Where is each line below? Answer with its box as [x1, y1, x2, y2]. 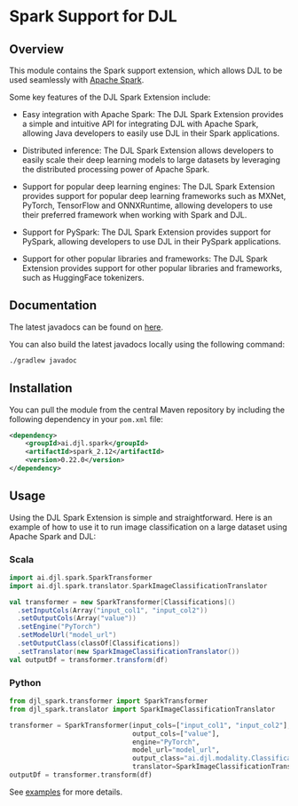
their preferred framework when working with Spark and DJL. [21, 210, 247, 219]
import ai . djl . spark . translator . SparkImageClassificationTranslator [9, 581, 268, 590]
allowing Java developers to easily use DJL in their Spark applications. [21, 128, 280, 139]
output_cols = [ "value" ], [131, 729, 220, 738]
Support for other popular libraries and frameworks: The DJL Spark [21, 253, 268, 264]
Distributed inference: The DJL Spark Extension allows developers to [21, 145, 274, 156]
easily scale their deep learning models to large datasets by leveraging [21, 155, 281, 165]
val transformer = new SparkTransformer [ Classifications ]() [9, 597, 237, 606]
